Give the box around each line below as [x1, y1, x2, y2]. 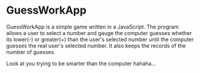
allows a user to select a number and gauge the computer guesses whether [6, 29, 192, 36]
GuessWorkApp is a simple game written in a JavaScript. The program [6, 23, 179, 30]
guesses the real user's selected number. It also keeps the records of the [6, 42, 186, 49]
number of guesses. [6, 48, 56, 55]
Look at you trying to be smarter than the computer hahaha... [6, 60, 156, 67]
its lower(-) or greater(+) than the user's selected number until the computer [6, 36, 194, 43]
